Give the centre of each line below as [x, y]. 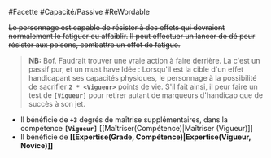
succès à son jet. [57, 104]
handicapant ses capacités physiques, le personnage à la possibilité [142, 78]
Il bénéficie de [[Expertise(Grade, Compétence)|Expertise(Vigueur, [135, 137]
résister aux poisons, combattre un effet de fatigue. [94, 45]
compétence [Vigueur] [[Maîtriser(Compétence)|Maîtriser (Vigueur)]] [137, 128]
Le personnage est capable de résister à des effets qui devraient [117, 27]
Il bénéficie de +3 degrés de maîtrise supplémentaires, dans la [124, 120]
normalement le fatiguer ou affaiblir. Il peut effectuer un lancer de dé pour [132, 36]
